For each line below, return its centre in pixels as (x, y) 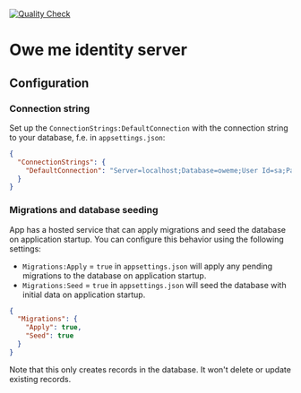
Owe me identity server (99, 50)
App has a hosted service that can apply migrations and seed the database (148, 229)
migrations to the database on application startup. (114, 275)
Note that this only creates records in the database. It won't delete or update (150, 369)
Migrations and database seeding (84, 210)
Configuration (49, 83)
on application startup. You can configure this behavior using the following (146, 239)
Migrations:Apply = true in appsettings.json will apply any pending (147, 266)
